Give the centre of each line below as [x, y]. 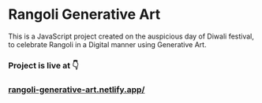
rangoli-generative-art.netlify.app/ [77, 90]
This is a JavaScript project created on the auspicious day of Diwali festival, [131, 36]
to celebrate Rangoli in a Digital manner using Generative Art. [107, 44]
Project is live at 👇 [43, 65]
